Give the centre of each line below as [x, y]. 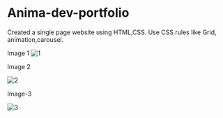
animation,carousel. [36, 39]
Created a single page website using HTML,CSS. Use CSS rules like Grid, [112, 32]
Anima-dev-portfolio [68, 13]
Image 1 [18, 53]
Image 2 [19, 66]
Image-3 [20, 94]
